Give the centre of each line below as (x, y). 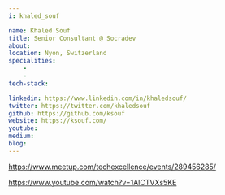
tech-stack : (28, 83)
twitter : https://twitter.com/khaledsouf (80, 106)
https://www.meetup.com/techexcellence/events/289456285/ (112, 167)
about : (19, 45)
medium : (22, 136)
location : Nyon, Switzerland (58, 54)
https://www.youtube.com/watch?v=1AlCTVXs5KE (93, 182)
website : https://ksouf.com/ (58, 121)
